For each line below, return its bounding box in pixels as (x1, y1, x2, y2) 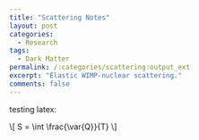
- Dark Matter (17, 54, 70, 63)
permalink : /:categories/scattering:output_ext (9, 63, 191, 72)
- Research (17, 37, 58, 47)
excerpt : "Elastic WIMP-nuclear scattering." (9, 71, 182, 80)
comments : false (9, 79, 70, 88)
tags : (9, 46, 30, 55)
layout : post (9, 21, 58, 30)
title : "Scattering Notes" (9, 12, 110, 22)
